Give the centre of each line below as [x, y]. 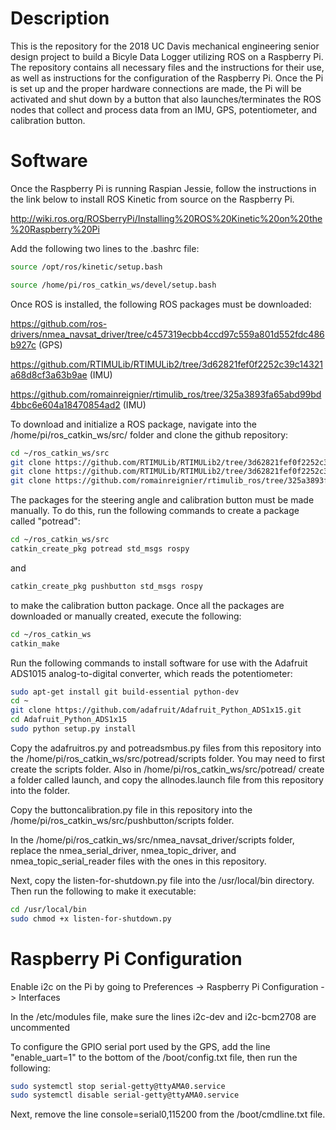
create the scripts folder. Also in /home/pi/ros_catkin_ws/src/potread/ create [167, 769]
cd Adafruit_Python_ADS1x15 [69, 720]
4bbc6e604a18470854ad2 [65, 404]
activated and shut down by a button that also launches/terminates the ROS [166, 99]
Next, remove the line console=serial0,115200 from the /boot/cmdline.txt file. [168, 1114]
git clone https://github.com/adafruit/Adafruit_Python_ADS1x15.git [156, 710]
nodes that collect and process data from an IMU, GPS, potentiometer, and [164, 109]
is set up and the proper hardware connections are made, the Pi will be [156, 88]
